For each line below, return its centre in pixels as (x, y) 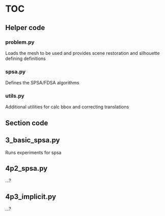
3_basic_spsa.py (33, 140)
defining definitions (25, 58)
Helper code (25, 28)
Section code (27, 123)
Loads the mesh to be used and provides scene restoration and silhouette (82, 53)
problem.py (20, 42)
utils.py (15, 96)
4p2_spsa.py (26, 168)
